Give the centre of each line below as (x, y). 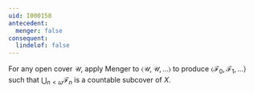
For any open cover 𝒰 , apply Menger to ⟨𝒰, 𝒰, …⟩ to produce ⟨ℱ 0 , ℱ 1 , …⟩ (127, 70)
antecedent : (28, 23)
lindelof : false (43, 46)
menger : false (39, 30)
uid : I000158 (30, 16)
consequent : (28, 38)
